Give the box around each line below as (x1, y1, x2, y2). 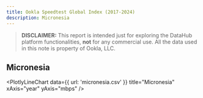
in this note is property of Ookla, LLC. (21, 44, 116, 52)
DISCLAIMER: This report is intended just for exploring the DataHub (21, 31, 193, 39)
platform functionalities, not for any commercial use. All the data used (21, 38, 197, 45)
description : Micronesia (6, 15, 70, 21)
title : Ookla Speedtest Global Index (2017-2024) (6, 9, 136, 15)
